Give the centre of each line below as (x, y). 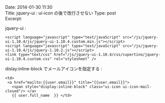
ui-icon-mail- (137, 87)
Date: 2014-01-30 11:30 (29, 7)
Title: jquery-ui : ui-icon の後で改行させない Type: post (61, 13)
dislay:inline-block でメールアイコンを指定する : (54, 69)
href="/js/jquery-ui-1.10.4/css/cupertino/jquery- (107, 54)
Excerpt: (14, 19)
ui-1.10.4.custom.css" (28, 59)
